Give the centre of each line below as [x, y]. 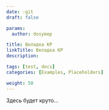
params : [16, 28]
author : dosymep [32, 34]
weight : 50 [20, 83]
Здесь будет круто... [33, 100]
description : [23, 56]
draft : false [23, 17]
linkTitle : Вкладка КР [35, 50]
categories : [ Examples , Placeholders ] [55, 72]
